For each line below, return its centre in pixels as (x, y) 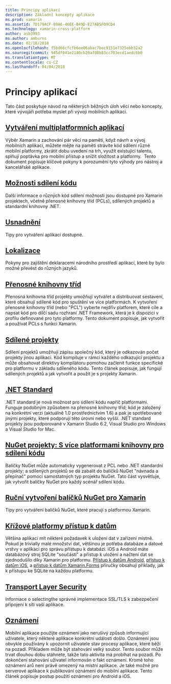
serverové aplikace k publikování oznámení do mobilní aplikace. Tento (79, 671)
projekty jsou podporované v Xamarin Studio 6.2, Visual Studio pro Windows (86, 423)
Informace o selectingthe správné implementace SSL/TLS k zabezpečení (82, 599)
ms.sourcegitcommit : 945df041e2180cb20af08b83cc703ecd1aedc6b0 (74, 53)
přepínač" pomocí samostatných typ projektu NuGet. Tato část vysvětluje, (83, 476)
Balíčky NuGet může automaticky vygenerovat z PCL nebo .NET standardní (84, 465)
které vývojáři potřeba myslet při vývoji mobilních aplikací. (66, 112)
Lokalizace (23, 250)
